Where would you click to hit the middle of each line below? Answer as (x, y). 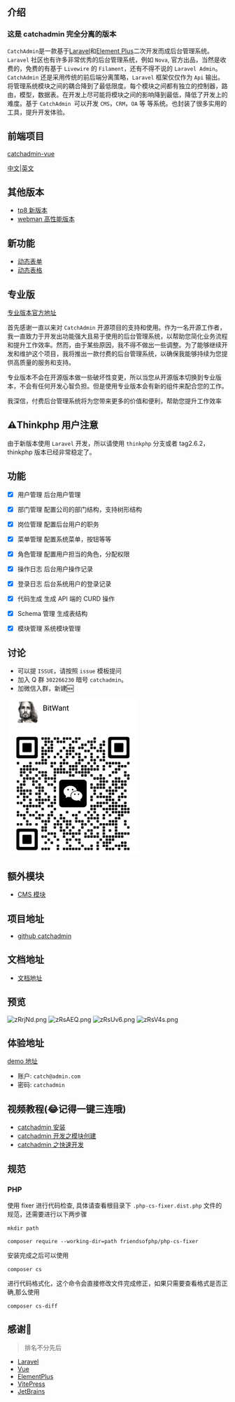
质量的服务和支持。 (47, 362)
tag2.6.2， (194, 443)
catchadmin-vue (31, 153)
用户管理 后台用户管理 (49, 494)
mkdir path (23, 1228)
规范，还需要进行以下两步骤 (47, 1214)
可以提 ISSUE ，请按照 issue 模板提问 (70, 671)
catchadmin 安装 (41, 1127)
